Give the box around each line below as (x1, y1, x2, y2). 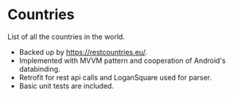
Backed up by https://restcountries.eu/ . (18, 47, 148, 56)
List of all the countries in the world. (7, 32, 125, 41)
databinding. (18, 64, 60, 73)
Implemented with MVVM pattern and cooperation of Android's (18, 56, 226, 65)
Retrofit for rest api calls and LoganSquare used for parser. (18, 72, 213, 82)
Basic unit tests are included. (18, 81, 115, 91)
